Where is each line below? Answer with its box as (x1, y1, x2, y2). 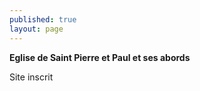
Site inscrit (9, 71, 54, 83)
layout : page (9, 24, 64, 34)
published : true (9, 14, 77, 25)
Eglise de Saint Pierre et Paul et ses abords (9, 51, 191, 63)
